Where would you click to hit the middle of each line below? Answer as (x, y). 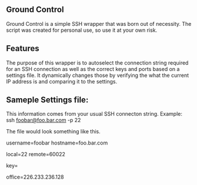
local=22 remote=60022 (36, 154)
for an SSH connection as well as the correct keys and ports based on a (93, 69)
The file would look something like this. (54, 132)
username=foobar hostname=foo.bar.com (57, 143)
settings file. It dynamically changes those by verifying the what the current (98, 75)
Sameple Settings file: (47, 100)
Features (23, 48)
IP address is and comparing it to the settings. (62, 81)
